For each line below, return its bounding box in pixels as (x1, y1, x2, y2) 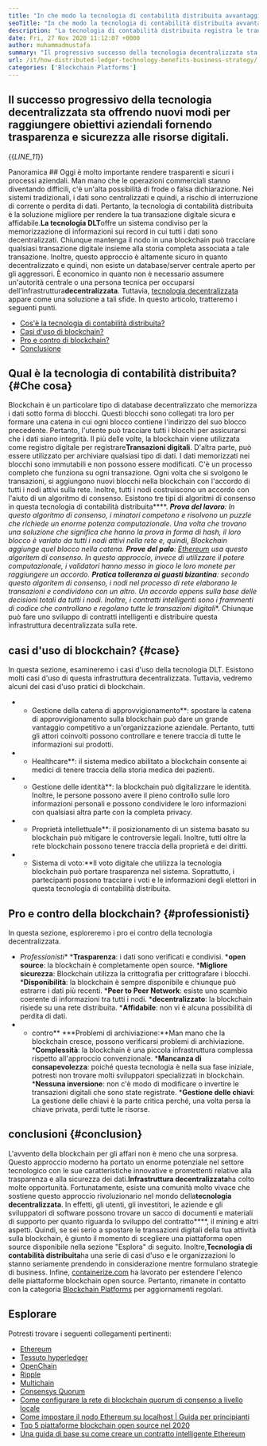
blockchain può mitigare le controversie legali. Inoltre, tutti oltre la (31, 833, 246, 842)
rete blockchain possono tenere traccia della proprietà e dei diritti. (31, 841, 248, 851)
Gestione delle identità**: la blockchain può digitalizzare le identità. (31, 782, 252, 792)
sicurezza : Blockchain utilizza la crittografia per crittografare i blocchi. (19, 969, 250, 978)
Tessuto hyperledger (19, 1353, 89, 1362)
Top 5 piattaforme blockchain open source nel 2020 (19, 1420, 191, 1430)
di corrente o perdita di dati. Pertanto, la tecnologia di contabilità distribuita (8, 201, 253, 211)
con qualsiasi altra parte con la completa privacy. (31, 807, 193, 818)
